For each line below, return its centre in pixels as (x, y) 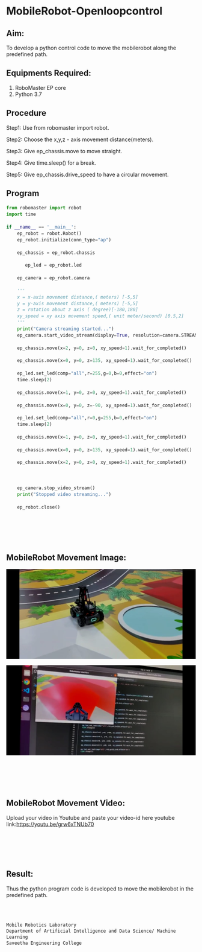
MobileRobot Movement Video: (66, 803)
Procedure (26, 113)
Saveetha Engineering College (44, 943)
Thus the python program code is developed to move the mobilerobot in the (100, 889)
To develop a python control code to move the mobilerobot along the (91, 48)
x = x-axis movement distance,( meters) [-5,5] (78, 297)
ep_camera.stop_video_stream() (56, 488)
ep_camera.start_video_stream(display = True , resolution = (90, 335)
